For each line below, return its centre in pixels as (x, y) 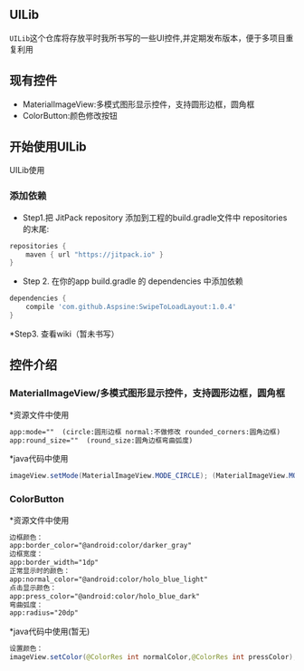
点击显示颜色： (33, 588)
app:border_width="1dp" (54, 563)
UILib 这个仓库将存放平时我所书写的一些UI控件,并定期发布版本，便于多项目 (148, 38)
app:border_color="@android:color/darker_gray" (101, 546)
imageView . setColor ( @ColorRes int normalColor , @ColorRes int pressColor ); (153, 657)
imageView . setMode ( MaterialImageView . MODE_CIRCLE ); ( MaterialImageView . (149, 476)
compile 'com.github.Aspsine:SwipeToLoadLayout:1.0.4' (131, 307)
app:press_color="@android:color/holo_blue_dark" (105, 596)
